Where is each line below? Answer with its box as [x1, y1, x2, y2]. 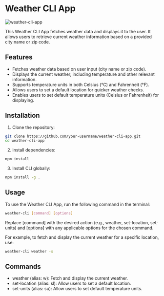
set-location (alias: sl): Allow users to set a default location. [12, 280, 131, 286]
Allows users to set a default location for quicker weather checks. [12, 86, 144, 93]
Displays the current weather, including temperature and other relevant [12, 71, 155, 77]
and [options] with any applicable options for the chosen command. [17, 225, 154, 231]
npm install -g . [5, 175, 41, 180]
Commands [5, 262, 41, 271]
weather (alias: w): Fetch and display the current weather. [12, 275, 128, 281]
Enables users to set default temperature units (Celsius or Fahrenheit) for [12, 92, 159, 98]
